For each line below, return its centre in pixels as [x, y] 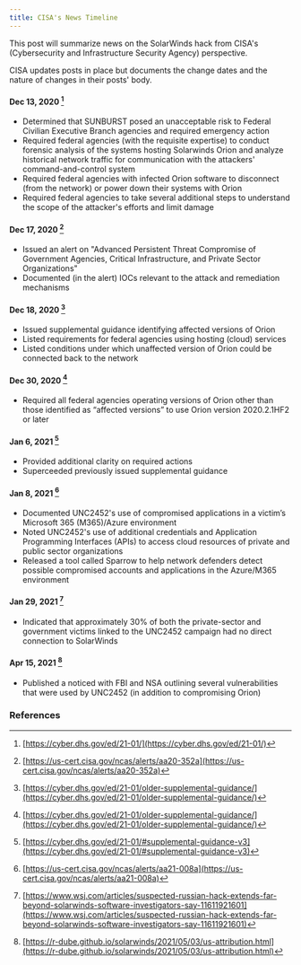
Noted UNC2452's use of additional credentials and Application [139, 531]
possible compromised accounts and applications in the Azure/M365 [150, 570]
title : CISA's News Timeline [64, 18]
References [35, 715]
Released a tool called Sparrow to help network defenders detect [142, 560]
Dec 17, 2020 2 [37, 228]
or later [35, 419]
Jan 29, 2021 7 [37, 601]
